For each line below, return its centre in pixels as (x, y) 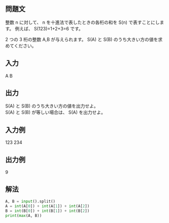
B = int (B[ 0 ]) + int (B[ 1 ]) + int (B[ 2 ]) (47, 211)
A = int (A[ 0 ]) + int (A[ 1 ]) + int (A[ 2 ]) (47, 206)
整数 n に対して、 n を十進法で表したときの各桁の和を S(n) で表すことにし (82, 22)
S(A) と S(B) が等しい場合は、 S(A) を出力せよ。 (55, 113)
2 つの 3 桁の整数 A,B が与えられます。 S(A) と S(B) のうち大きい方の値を (82, 39)
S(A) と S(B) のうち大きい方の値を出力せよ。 (52, 106)
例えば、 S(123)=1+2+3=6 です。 (49, 28)
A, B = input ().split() (30, 201)
